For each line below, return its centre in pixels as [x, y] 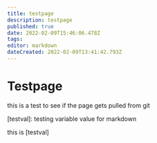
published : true [30, 26]
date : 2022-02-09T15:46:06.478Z [54, 33]
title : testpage [30, 13]
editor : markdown [32, 46]
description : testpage [40, 20]
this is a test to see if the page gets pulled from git [78, 105]
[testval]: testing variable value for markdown [72, 119]
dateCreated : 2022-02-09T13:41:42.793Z [65, 53]
